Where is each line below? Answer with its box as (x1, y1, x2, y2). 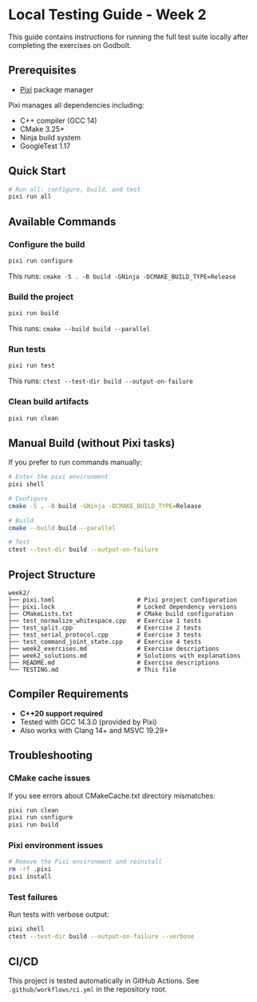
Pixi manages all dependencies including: (8, 100, 145, 109)
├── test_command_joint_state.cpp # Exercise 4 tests (8, 638, 202, 646)
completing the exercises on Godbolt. (8, 40, 132, 49)
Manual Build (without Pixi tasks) (8, 436, 176, 450)
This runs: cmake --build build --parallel (8, 324, 150, 333)
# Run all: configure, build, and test (8, 185, 141, 193)
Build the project (8, 291, 74, 302)
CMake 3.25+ (19, 124, 65, 133)
